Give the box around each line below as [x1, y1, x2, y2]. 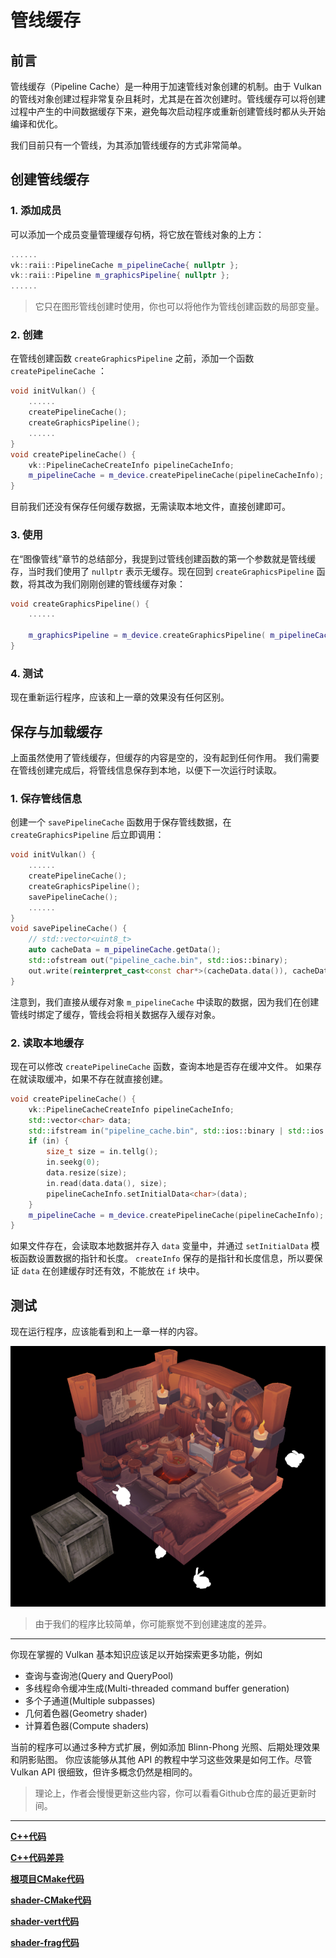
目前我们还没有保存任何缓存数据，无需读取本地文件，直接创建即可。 [10, 501, 291, 513]
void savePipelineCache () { [10, 924, 128, 934]
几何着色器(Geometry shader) [24, 1707, 148, 1719]
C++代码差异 [10, 1851, 65, 1863]
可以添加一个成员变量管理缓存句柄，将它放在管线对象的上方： [10, 228, 265, 240]
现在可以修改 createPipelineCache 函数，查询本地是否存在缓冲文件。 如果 [10, 1060, 313, 1072]
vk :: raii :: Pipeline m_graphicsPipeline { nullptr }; [10, 271, 230, 281]
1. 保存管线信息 [10, 791, 83, 805]
